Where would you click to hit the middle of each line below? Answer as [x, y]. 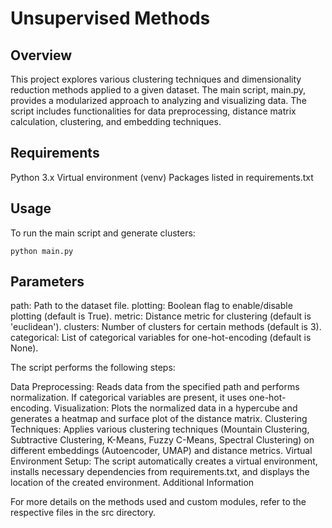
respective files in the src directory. [83, 513]
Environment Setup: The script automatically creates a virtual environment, [164, 461]
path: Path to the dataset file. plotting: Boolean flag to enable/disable [151, 306]
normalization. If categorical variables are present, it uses [128, 398]
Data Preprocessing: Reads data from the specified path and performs [155, 387]
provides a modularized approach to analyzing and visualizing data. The [158, 100]
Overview [41, 55]
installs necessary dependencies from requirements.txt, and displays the [160, 472]
